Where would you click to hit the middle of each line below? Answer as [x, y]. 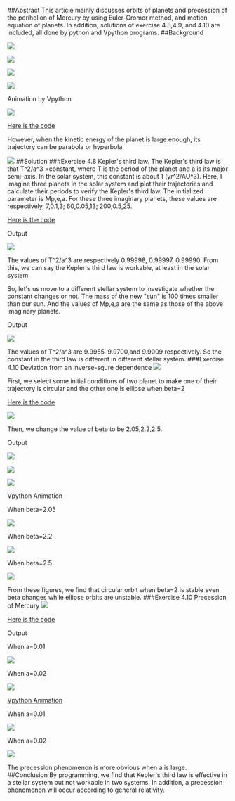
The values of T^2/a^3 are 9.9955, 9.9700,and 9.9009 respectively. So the [115, 352]
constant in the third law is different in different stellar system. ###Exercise [116, 359]
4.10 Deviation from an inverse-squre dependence [80, 367]
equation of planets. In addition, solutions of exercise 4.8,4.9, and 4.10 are [114, 25]
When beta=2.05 [32, 510]
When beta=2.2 [30, 536]
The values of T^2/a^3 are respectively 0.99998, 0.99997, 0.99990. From [113, 260]
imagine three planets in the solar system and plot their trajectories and [110, 184]
